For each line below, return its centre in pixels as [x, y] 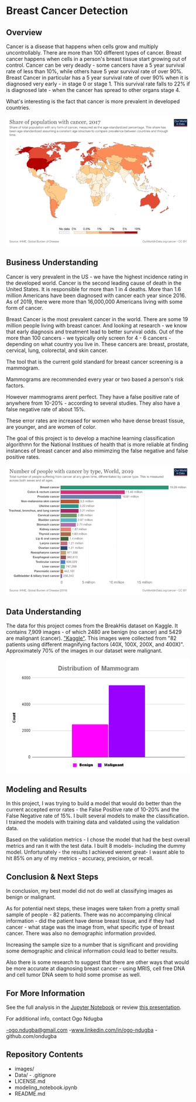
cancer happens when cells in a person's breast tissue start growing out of [96, 59]
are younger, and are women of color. [51, 427]
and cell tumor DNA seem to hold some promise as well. [74, 975]
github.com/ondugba [32, 1036]
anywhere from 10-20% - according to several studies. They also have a [93, 403]
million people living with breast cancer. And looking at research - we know [97, 325]
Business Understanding [52, 263]
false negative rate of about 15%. [46, 409]
